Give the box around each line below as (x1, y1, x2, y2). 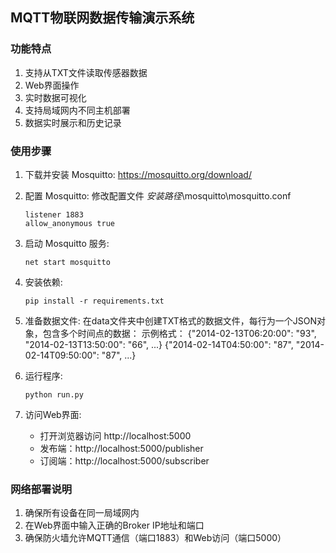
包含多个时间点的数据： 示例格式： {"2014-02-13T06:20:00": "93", (42, 327, 317, 339)
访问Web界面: (24, 408, 82, 420)
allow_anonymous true (24, 218, 115, 228)
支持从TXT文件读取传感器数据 (24, 66, 148, 78)
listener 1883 (24, 209, 84, 220)
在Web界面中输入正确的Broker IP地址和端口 (24, 519, 205, 532)
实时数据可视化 (24, 91, 87, 103)
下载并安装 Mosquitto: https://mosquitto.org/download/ (24, 168, 252, 180)
